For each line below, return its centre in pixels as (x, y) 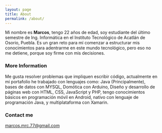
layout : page (18, 9)
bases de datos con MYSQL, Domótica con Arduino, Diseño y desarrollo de (80, 87)
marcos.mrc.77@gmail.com (32, 125)
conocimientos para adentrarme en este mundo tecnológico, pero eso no (78, 48)
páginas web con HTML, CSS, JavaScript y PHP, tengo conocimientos (75, 92)
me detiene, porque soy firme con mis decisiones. (55, 53)
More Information (26, 66)
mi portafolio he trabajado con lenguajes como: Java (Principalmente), (75, 81)
